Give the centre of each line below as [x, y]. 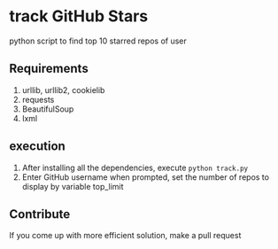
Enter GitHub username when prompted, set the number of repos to [146, 177]
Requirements [49, 69]
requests [38, 99]
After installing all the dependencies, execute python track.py [135, 167]
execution [38, 147]
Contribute [40, 214]
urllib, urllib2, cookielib [63, 89]
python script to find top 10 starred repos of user [98, 41]
